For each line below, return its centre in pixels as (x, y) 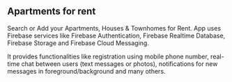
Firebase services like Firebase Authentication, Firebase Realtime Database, (116, 35)
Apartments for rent (52, 11)
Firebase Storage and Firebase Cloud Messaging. (78, 43)
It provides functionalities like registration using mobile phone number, (108, 56)
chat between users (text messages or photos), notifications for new (119, 64)
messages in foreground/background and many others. (86, 71)
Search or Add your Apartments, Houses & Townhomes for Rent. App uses (114, 28)
